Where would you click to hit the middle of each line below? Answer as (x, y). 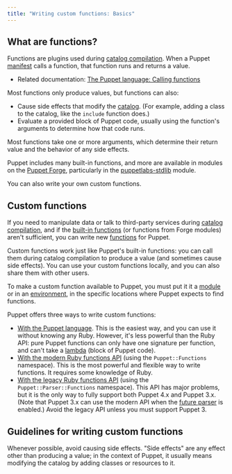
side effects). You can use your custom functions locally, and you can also (114, 266)
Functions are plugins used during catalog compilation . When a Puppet (109, 58)
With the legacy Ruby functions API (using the (83, 380)
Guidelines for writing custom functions (95, 431)
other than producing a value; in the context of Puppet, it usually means (110, 456)
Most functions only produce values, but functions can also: (93, 93)
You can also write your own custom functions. (74, 184)
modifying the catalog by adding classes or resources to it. (91, 463)
